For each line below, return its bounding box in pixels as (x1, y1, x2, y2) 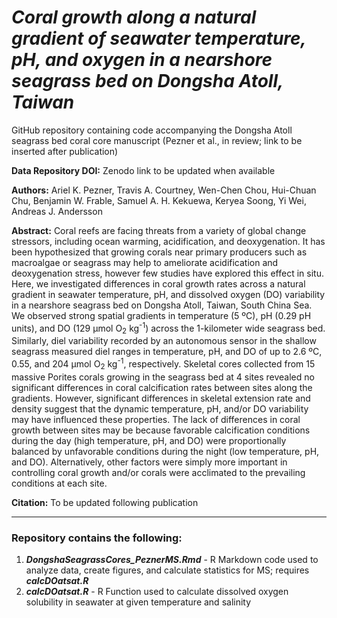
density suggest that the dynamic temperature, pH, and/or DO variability (11, 402, 309, 415)
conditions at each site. (11, 477, 108, 489)
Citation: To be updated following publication (11, 496, 199, 508)
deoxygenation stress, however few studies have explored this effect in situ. (11, 267, 324, 279)
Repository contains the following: (11, 531, 183, 545)
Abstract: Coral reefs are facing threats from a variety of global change (11, 224, 307, 236)
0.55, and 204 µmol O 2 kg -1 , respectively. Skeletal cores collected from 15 (11, 356, 316, 372)
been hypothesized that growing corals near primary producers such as (11, 246, 308, 258)
